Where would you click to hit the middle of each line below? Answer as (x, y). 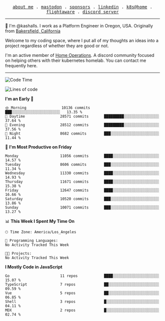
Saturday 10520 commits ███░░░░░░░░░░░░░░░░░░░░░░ (82, 199)
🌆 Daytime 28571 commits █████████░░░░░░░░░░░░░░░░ (82, 116)
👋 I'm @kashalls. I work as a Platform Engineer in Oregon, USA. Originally (79, 26)
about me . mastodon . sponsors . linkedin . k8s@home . (82, 7)
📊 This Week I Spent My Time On (40, 221)
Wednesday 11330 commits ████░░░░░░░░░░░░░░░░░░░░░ (82, 173)
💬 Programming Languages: (31, 241)
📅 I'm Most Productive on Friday (39, 147)
